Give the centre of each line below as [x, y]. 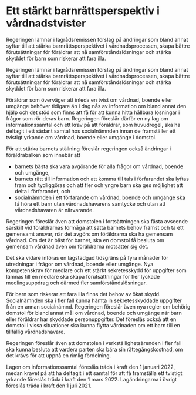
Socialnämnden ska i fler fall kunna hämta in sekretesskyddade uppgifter [94, 300]
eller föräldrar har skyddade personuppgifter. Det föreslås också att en [91, 319]
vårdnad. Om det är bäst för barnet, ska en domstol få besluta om [85, 240]
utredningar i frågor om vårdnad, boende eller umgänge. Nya [80, 264]
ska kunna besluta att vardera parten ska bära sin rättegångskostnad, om [94, 349]
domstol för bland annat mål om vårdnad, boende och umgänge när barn [94, 313]
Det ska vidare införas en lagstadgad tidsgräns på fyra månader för [87, 257]
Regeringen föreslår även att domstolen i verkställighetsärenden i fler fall [94, 343]
